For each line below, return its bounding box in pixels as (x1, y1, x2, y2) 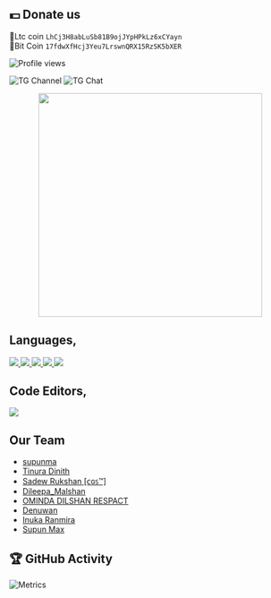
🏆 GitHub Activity (9, 551, 114, 567)
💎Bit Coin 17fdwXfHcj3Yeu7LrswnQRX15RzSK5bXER (9, 40, 182, 51)
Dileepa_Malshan (21, 486, 87, 497)
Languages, (9, 333, 78, 348)
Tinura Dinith (21, 466, 70, 477)
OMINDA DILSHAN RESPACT (21, 496, 129, 507)
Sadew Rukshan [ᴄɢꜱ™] (21, 476, 107, 487)
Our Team (9, 432, 65, 448)
